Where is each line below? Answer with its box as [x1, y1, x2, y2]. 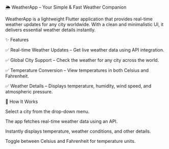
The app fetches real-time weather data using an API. [5, 118, 118, 124]
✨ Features [5, 37, 29, 42]
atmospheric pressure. [5, 89, 53, 94]
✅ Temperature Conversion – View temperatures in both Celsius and [5, 67, 149, 73]
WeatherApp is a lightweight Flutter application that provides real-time [5, 16, 153, 22]
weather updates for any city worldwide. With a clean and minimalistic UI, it [5, 21, 164, 27]
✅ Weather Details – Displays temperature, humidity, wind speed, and [5, 83, 152, 89]
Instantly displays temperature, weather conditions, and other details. [5, 128, 151, 134]
